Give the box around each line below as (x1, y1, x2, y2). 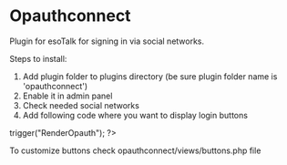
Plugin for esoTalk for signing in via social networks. (9, 36, 205, 46)
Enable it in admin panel (22, 90, 113, 101)
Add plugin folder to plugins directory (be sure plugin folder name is (22, 70, 278, 82)
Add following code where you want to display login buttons (22, 109, 249, 120)
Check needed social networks (22, 99, 139, 110)
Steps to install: (9, 53, 67, 64)
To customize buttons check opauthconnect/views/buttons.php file (9, 145, 261, 156)
